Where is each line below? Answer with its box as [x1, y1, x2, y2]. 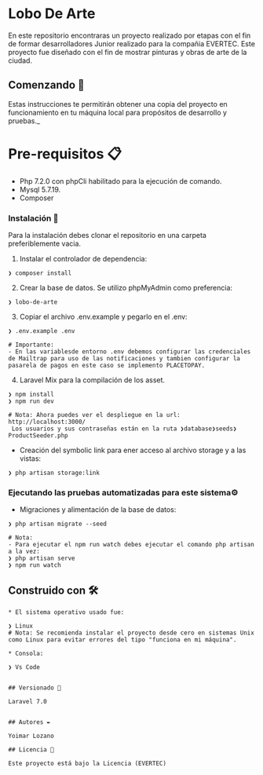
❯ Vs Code [8, 664, 41, 671]
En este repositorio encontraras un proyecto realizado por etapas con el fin [8, 31, 251, 40]
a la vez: [8, 547, 41, 556]
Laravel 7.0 [8, 698, 47, 706]
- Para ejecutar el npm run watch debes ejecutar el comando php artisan [8, 541, 255, 549]
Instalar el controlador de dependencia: [19, 254, 148, 263]
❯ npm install [8, 390, 55, 398]
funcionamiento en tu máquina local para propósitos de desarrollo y [8, 108, 228, 117]
